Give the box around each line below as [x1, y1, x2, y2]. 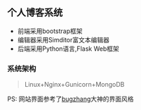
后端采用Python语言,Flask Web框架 [17, 44, 119, 53]
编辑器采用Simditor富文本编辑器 [17, 35, 110, 44]
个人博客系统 [7, 6, 63, 19]
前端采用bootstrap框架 [17, 27, 83, 35]
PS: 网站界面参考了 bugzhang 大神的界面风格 [7, 94, 135, 104]
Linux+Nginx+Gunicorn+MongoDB [24, 80, 125, 89]
